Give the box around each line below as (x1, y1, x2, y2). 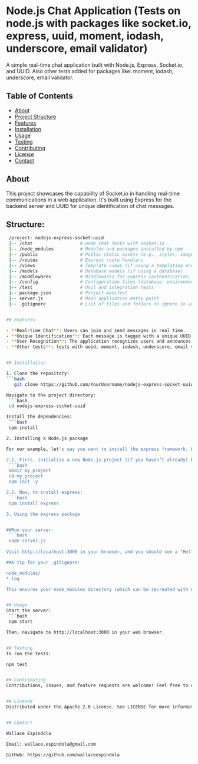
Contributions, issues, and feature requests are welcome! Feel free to (6, 682, 189, 689)
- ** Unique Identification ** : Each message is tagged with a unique (6, 333, 178, 339)
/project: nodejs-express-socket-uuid (8, 235, 104, 241)
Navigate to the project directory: (6, 392, 96, 398)
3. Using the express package (6, 511, 81, 517)
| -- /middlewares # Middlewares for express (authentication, (8, 274, 192, 279)
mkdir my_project (8, 468, 51, 474)
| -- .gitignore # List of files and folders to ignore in (8, 301, 186, 307)
